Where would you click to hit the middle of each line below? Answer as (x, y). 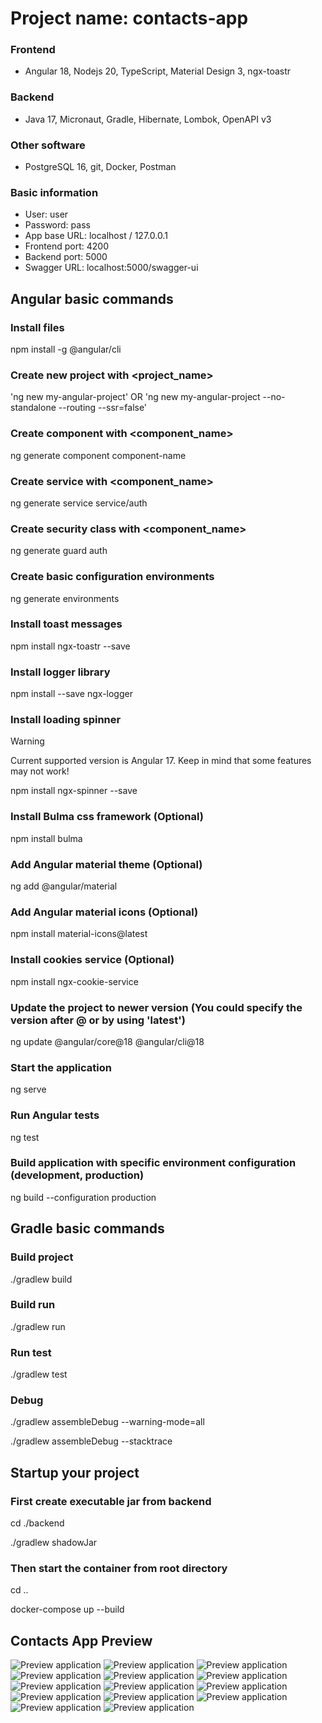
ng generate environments (65, 598)
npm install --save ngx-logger (71, 694)
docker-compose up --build (67, 1609)
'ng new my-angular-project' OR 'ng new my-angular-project (135, 397)
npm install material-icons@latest (79, 934)
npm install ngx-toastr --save (70, 646)
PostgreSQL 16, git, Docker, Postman (100, 167)
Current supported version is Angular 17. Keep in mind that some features (161, 761)
